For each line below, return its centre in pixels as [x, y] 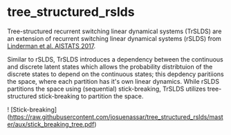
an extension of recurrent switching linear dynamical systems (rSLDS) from [114, 38]
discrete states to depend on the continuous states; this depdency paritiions [115, 74]
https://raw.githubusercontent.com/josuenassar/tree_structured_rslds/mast [116, 117]
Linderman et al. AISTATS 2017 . [51, 46]
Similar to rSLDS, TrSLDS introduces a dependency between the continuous [115, 59]
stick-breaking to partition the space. [91, 96]
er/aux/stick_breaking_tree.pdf [51, 124]
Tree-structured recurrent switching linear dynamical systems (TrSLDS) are [114, 31]
